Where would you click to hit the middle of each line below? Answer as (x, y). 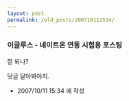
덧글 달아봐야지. (28, 76)
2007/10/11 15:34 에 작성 (50, 91)
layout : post (26, 13)
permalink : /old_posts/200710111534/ (61, 20)
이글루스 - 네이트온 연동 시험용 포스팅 (64, 45)
